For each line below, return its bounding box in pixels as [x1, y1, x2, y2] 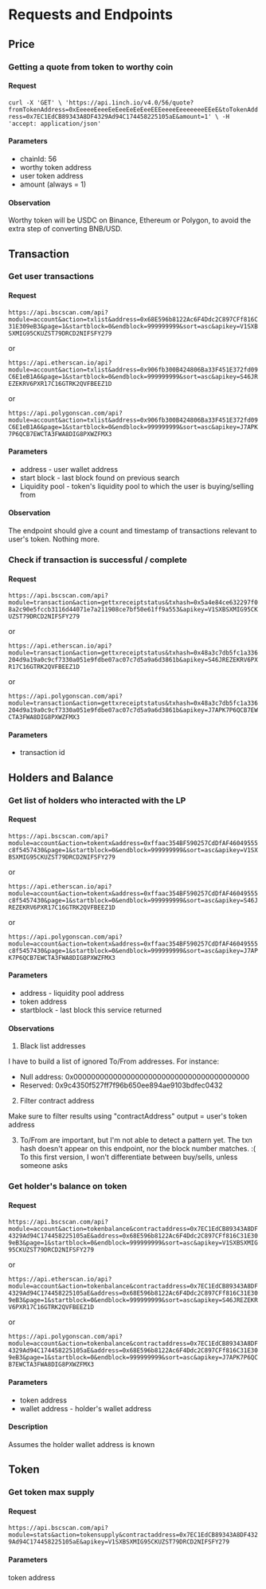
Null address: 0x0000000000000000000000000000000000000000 [19, 1072, 250, 1082]
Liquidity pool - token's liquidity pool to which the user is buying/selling [19, 481, 254, 491]
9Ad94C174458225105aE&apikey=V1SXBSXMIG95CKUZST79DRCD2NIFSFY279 [8, 1538, 229, 1546]
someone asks [19, 1161, 68, 1170]
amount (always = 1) [19, 179, 87, 189]
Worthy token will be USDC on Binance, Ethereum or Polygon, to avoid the [8, 215, 252, 225]
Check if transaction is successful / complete [8, 554, 187, 565]
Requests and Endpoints [8, 6, 174, 24]
